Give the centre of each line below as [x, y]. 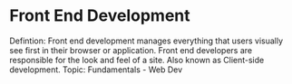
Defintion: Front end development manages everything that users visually [146, 41]
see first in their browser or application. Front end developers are [131, 50]
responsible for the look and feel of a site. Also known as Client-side [137, 60]
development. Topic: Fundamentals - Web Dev [96, 70]
